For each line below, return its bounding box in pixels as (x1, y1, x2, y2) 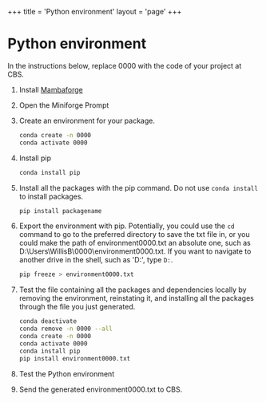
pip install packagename (18, 207, 102, 215)
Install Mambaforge (18, 85, 83, 94)
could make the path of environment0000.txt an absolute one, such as (18, 238, 251, 248)
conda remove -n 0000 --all (18, 325, 113, 333)
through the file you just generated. (18, 302, 136, 312)
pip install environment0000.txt (18, 354, 131, 362)
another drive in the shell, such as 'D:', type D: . (18, 255, 173, 265)
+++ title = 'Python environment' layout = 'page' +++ (7, 7, 182, 16)
